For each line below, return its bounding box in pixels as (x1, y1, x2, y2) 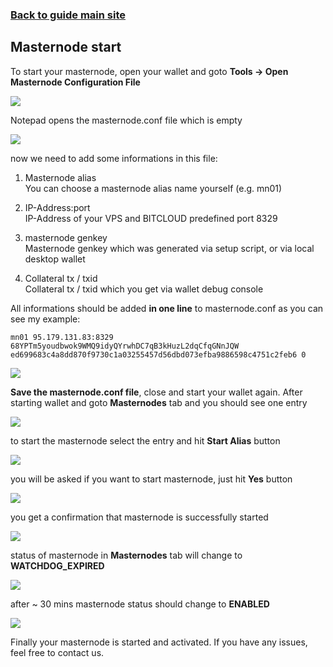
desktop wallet (24, 253, 86, 265)
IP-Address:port (24, 201, 91, 213)
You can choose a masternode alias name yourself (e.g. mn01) (24, 182, 283, 194)
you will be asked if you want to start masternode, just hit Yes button (10, 473, 293, 485)
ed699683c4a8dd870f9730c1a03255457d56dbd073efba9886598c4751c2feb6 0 (10, 349, 307, 360)
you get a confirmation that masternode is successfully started (10, 511, 269, 523)
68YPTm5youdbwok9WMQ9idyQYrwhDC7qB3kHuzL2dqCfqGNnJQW (10, 341, 240, 351)
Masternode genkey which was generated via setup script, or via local (24, 242, 315, 254)
